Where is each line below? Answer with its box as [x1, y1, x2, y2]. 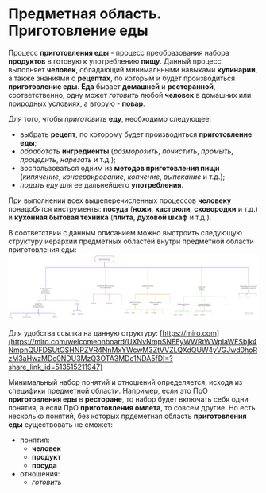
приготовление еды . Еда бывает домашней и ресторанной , [8, 81, 216, 91]
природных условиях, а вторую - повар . [8, 99, 145, 108]
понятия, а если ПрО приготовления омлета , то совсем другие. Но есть [8, 403, 256, 413]
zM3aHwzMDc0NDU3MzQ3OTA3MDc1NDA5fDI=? [8, 354, 173, 363]
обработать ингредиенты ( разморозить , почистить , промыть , [19, 146, 234, 156]
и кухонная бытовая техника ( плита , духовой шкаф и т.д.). [8, 212, 212, 222]
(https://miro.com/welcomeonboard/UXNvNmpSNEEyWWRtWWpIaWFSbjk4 [8, 337, 257, 347]
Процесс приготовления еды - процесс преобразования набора [8, 48, 229, 57]
